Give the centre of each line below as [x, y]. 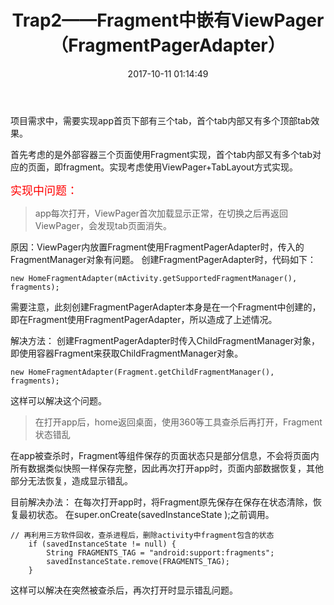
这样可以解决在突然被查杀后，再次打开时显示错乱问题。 [124, 590]
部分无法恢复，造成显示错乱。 [71, 480]
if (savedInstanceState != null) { [102, 544]
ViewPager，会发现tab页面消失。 [103, 225]
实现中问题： [44, 190]
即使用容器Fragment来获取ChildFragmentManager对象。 [127, 353]
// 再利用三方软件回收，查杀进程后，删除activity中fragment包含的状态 [142, 535]
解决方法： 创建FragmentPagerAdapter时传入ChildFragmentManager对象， [165, 340]
